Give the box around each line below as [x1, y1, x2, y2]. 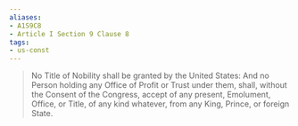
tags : [9, 37, 29, 47]
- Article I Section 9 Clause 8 [9, 29, 129, 38]
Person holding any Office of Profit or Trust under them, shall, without [30, 80, 287, 91]
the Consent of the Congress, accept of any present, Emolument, [30, 90, 271, 100]
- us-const [9, 46, 50, 55]
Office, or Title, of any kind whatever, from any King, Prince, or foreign [30, 98, 290, 109]
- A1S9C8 [9, 21, 42, 30]
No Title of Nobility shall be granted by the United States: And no [30, 70, 269, 81]
